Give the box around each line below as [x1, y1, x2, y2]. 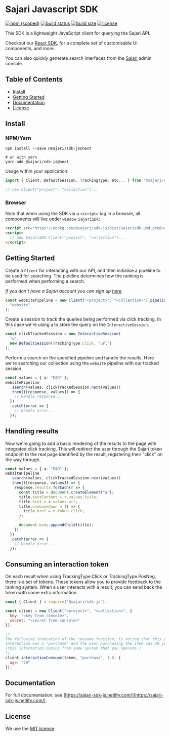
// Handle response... [14, 394, 62, 399]
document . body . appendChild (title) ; [18, 522, 94, 527]
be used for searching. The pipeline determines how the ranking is [5, 272, 144, 279]
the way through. [5, 457, 41, 463]
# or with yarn [5, 155, 37, 160]
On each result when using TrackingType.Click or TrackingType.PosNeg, [5, 574, 156, 580]
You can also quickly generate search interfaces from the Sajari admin [5, 55, 152, 61]
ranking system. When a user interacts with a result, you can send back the [5, 584, 162, 590]
